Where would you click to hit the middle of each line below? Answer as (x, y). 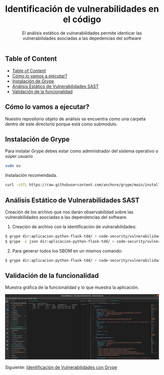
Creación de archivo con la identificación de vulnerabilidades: (74, 226)
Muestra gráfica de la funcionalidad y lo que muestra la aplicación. (72, 287)
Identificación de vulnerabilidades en (82, 9)
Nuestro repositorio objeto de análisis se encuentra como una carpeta (75, 119)
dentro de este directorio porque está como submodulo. (61, 124)
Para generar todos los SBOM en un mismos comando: (67, 250)
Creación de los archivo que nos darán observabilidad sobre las (69, 212)
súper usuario (19, 156)
